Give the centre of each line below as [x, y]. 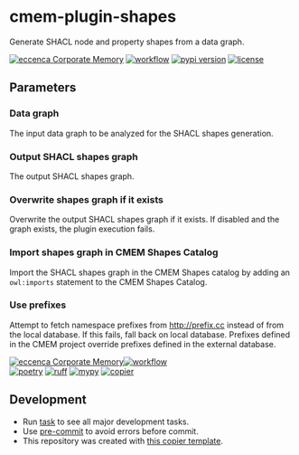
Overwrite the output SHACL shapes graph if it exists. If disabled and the [145, 220]
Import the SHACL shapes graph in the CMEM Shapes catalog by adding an [150, 272]
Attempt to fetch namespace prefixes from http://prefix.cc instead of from [147, 325]
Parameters [43, 88]
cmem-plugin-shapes [93, 17]
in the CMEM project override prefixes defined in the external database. [143, 344]
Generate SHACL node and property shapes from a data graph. [127, 42]
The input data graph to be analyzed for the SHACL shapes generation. [141, 133]
